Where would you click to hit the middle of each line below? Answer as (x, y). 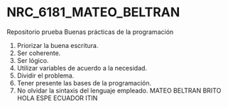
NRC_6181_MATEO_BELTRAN (93, 12)
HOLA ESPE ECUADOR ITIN (57, 98)
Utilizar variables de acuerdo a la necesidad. (82, 68)
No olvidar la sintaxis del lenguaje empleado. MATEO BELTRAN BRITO (119, 90)
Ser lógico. (33, 60)
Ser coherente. (39, 53)
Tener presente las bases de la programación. (84, 83)
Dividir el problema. (45, 76)
